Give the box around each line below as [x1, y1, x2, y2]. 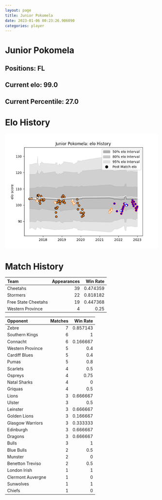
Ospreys [7, 372, 24, 378]
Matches [50, 318, 69, 324]
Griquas [7, 386, 23, 392]
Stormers [7, 292, 26, 298]
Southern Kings [7, 332, 38, 338]
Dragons [7, 434, 24, 440]
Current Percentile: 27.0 [5, 97, 79, 106]
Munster [7, 454, 24, 460]
